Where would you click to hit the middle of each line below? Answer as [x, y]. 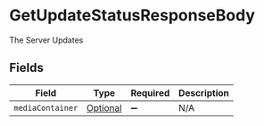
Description [204, 92]
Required [150, 92]
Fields [27, 68]
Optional [104, 107]
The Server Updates [46, 40]
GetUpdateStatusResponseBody [132, 16]
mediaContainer [46, 108]
